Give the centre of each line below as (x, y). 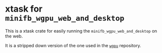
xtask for (24, 9)
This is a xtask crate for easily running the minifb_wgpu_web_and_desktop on (81, 31)
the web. (14, 36)
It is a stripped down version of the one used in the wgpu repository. (73, 45)
